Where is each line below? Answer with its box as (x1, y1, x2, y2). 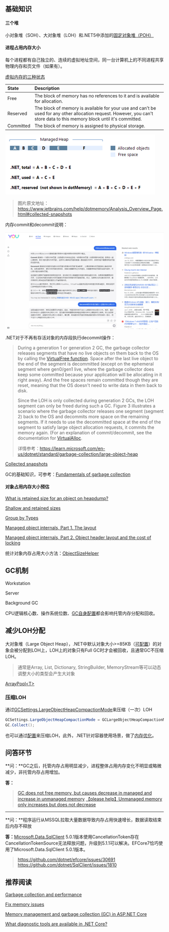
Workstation (5, 580, 31, 586)
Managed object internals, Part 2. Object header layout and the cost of (5, 534, 151, 541)
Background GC (5, 600, 39, 606)
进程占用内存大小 (5, 44, 41, 51)
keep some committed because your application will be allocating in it (17, 371, 162, 377)
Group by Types (5, 515, 39, 521)
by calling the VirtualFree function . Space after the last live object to (17, 355, 158, 361)
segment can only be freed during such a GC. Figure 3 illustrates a (17, 403, 156, 409)
